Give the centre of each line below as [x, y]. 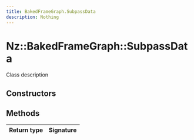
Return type [26, 130]
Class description [27, 75]
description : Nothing [33, 17]
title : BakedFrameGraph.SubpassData [51, 11]
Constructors [31, 93]
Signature [63, 130]
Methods [23, 113]
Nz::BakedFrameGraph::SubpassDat [97, 46]
